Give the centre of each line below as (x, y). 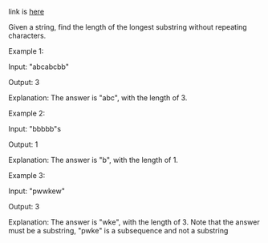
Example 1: (26, 51)
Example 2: (27, 113)
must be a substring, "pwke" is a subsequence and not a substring (118, 231)
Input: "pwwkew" (37, 191)
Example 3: (27, 175)
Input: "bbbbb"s (35, 129)
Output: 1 (23, 144)
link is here (26, 12)
